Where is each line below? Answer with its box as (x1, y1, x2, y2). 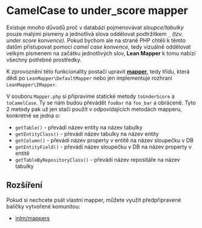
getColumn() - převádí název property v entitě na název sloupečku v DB (15, 136, 194, 143)
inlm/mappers (15, 214, 50, 222)
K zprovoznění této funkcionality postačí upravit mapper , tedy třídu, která (6, 67, 190, 75)
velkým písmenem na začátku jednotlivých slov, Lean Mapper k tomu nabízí (6, 49, 196, 57)
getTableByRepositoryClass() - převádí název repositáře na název (15, 156, 180, 163)
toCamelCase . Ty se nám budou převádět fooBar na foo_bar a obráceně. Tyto (6, 98, 196, 106)
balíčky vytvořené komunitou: (6, 202, 81, 210)
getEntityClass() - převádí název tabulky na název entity (15, 130, 159, 137)
